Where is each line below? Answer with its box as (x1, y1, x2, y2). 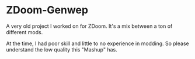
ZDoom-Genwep (6, 3, 89, 17)
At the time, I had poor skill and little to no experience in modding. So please (6, 40, 189, 47)
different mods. (6, 28, 43, 35)
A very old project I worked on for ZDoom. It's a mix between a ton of (6, 23, 173, 30)
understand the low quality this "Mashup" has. (6, 46, 118, 53)
